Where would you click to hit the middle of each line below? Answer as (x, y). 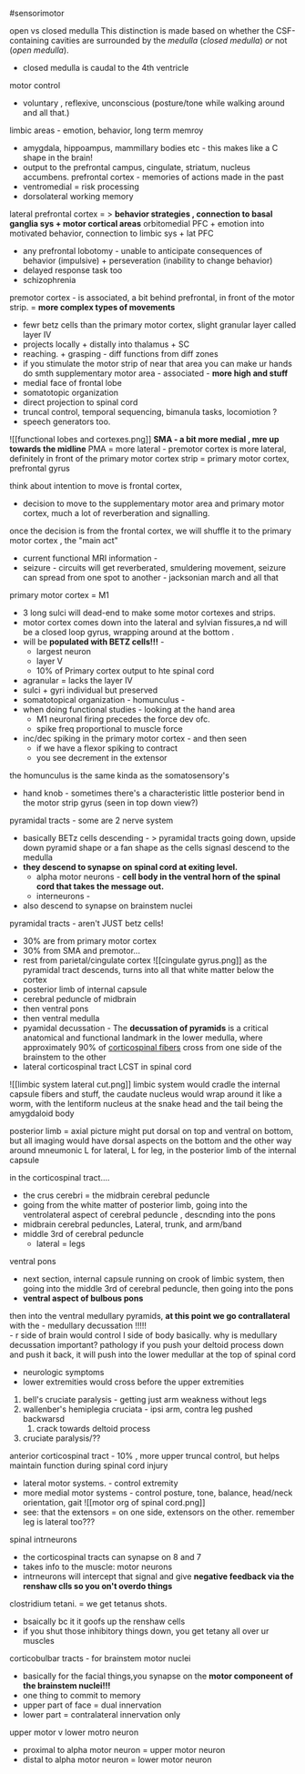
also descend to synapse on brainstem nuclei (107, 906)
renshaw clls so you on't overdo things (97, 1586)
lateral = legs (61, 1243)
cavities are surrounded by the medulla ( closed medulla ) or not (169, 41)
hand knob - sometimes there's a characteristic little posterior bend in (153, 793)
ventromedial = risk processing (81, 187)
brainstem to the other (64, 1057)
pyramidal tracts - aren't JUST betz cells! (86, 923)
